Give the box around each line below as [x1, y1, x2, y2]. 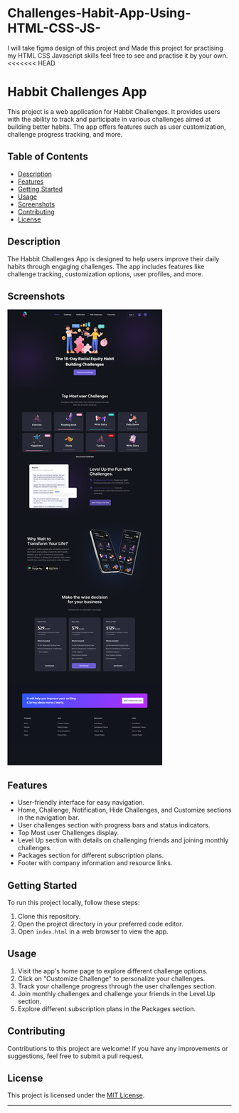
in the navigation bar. [17, 813, 80, 822]
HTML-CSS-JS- [7, 20, 101, 36]
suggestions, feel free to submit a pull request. [7, 1052, 144, 1060]
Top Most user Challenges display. [17, 828, 119, 837]
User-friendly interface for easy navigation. [17, 798, 144, 807]
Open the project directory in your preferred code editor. [17, 919, 184, 928]
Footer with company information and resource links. [17, 859, 173, 867]
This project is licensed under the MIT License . [7, 1091, 145, 1099]
